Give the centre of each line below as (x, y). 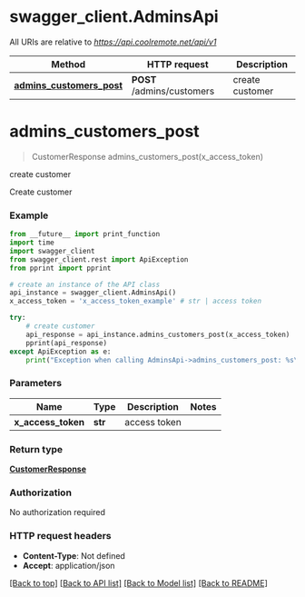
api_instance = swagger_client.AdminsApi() (93, 293)
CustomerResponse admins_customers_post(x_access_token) (148, 156)
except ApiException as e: (60, 352)
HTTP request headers (60, 536)
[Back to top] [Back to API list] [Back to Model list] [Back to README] (138, 582)
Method (69, 64)
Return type (36, 449)
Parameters (35, 383)
